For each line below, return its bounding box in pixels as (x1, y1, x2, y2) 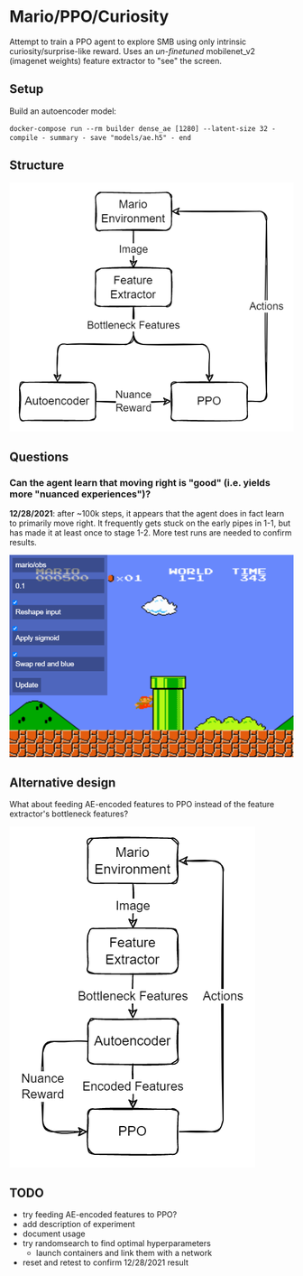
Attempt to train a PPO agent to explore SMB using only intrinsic (9, 36, 247, 47)
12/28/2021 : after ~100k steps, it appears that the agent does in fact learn (9, 508, 285, 518)
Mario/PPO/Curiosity (9, 6, 170, 27)
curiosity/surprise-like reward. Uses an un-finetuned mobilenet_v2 (9, 45, 255, 56)
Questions (9, 449, 69, 464)
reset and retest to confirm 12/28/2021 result (22, 1257, 189, 1268)
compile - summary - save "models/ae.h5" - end (9, 133, 192, 142)
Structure (9, 158, 65, 173)
